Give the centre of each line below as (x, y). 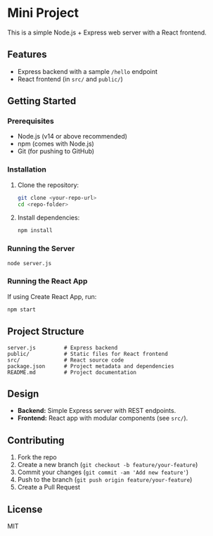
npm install (35, 231)
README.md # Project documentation (72, 372)
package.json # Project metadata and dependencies (91, 366)
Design (23, 394)
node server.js (30, 263)
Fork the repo (37, 457)
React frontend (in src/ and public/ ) (70, 79)
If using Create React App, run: (52, 296)
